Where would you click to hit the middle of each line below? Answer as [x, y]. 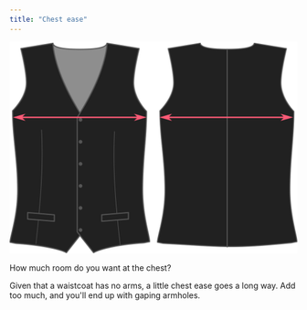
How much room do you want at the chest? [90, 267]
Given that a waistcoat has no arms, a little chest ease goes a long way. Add [153, 285]
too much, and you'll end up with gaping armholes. [105, 295]
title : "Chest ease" [49, 19]
